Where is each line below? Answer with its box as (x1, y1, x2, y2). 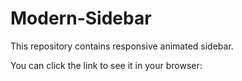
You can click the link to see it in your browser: (10, 59, 203, 71)
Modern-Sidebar (10, 7, 152, 30)
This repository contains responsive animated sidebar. (10, 40, 234, 52)
